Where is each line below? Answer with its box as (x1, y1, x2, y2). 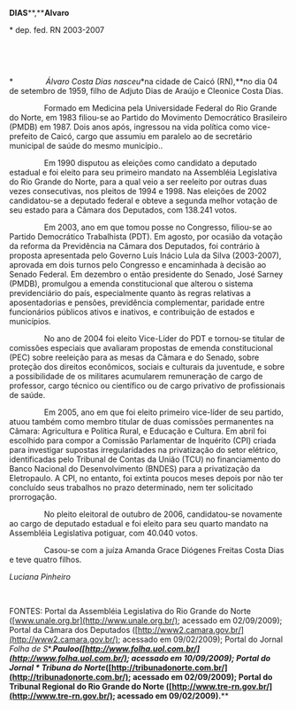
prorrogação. (9, 492, 57, 502)
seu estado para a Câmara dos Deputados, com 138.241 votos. (9, 205, 237, 215)
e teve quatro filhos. (9, 554, 82, 565)
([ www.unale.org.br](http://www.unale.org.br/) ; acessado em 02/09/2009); (9, 615, 283, 626)
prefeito (9, 131, 38, 141)
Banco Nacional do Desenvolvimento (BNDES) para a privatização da (9, 464, 261, 473)
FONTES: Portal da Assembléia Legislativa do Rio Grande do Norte (9, 606, 252, 616)
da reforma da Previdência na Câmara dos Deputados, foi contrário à (9, 241, 261, 251)
